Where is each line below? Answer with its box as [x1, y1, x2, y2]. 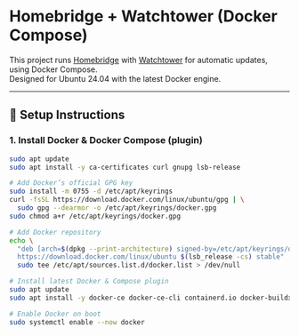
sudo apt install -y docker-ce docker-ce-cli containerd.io [9, 293, 238, 302]
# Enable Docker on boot [9, 309, 101, 318]
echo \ [9, 236, 34, 245]
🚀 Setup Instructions [9, 108, 125, 123]
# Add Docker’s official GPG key [9, 179, 133, 188]
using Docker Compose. [9, 64, 98, 75]
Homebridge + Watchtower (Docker [9, 6, 278, 27]
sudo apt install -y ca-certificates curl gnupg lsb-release [9, 163, 241, 172]
